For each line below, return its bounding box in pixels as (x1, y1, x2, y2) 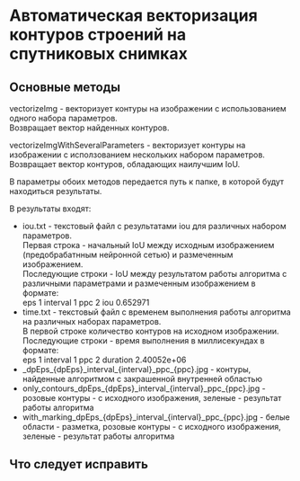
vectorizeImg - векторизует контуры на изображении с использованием (9, 103, 287, 113)
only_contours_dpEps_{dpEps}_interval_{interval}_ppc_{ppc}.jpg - (22, 383, 267, 394)
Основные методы (9, 79, 121, 94)
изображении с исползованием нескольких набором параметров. (9, 149, 265, 160)
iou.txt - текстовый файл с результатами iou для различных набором (22, 221, 287, 231)
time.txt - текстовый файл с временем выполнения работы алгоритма (22, 307, 292, 317)
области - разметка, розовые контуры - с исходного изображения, (22, 422, 281, 432)
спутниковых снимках (9, 44, 189, 64)
